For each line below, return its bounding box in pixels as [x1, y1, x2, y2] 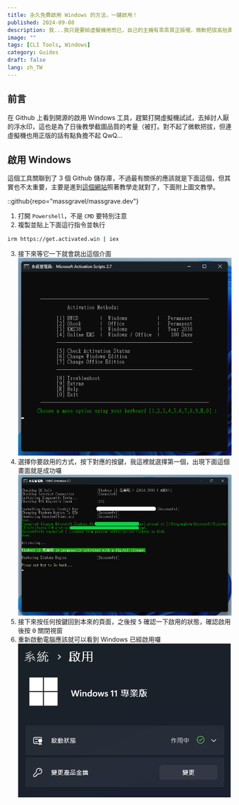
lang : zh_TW [7, 64, 43, 71]
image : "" [7, 34, 37, 41]
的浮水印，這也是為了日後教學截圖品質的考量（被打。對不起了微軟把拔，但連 [7, 122, 232, 131]
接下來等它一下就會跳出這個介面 [17, 250, 112, 258]
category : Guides [7, 49, 59, 56]
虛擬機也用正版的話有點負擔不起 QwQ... [7, 131, 123, 139]
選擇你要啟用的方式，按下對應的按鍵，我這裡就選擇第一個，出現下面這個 [17, 457, 230, 466]
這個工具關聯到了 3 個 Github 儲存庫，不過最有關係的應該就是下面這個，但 [7, 174, 225, 183]
